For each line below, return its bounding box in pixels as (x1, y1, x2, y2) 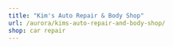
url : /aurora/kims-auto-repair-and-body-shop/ (8, 19, 166, 27)
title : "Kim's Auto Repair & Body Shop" (8, 11, 145, 20)
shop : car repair (8, 26, 66, 34)
